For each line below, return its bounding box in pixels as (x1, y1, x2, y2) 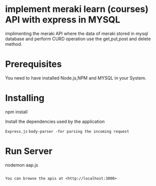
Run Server (5, 146, 53, 157)
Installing (5, 93, 45, 104)
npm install (5, 108, 28, 115)
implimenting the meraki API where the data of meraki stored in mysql (5, 30, 149, 36)
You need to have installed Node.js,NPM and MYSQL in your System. (5, 75, 147, 81)
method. (5, 41, 22, 47)
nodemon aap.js (5, 162, 38, 168)
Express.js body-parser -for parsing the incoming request (5, 129, 130, 134)
